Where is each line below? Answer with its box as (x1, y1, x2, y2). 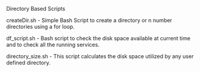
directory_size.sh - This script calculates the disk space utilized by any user (6, 53, 194, 59)
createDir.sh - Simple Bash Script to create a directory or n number (6, 17, 173, 23)
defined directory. (6, 59, 51, 66)
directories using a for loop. (6, 23, 75, 30)
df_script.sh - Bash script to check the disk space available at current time (6, 35, 191, 41)
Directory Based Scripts (6, 5, 66, 12)
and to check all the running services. (6, 41, 100, 48)
